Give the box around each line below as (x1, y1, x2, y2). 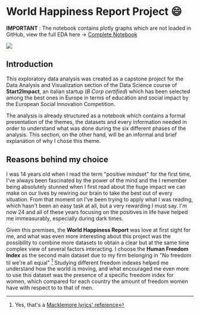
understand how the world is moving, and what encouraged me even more (6, 265, 189, 272)
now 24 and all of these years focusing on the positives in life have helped (6, 208, 189, 216)
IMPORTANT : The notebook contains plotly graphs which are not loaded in (6, 24, 192, 32)
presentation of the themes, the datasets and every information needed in (6, 118, 187, 125)
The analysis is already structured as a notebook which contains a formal (6, 112, 186, 119)
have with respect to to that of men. (6, 284, 94, 291)
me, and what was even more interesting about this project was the (6, 232, 171, 240)
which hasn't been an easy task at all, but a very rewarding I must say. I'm (6, 202, 187, 209)
